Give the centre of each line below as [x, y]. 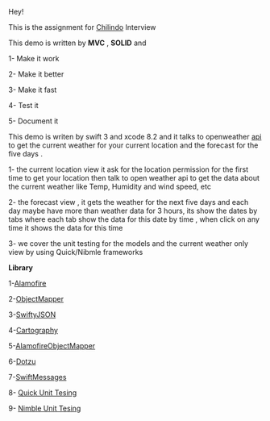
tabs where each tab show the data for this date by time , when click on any [134, 219]
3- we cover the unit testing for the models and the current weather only [128, 244]
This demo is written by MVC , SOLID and [77, 43]
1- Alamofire [27, 283]
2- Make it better [36, 74]
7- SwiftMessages [37, 377]
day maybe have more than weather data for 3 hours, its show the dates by [133, 210]
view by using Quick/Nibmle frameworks [76, 252]
